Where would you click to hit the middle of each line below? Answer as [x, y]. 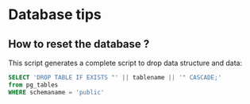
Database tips [55, 15]
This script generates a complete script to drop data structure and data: [125, 63]
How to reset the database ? [79, 44]
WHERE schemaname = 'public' [56, 92]
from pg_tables [33, 85]
